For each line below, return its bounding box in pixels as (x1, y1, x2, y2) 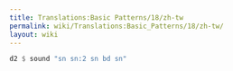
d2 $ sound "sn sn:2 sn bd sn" (9, 55, 127, 64)
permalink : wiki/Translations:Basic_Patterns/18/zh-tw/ (9, 22, 224, 31)
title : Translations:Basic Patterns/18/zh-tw (9, 13, 183, 22)
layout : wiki (9, 30, 59, 39)
